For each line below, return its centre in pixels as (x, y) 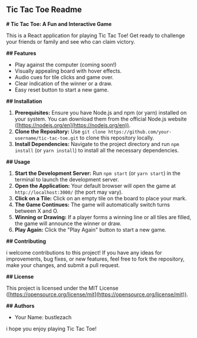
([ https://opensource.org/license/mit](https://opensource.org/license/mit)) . (97, 294)
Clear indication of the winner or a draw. (63, 83)
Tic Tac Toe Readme (44, 10)
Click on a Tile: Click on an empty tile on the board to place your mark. (101, 198)
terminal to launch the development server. (67, 179)
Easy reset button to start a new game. (62, 90)
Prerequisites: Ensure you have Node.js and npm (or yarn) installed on (101, 112)
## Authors (20, 305)
